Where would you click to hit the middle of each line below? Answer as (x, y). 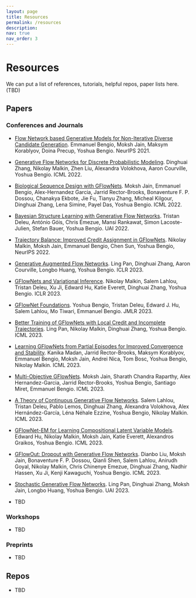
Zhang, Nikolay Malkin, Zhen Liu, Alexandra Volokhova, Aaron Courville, (101, 168)
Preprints (20, 545)
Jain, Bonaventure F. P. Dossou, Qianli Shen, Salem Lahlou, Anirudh (96, 460)
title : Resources (27, 17)
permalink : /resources (34, 22)
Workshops (23, 517)
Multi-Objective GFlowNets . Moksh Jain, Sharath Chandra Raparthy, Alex (102, 376)
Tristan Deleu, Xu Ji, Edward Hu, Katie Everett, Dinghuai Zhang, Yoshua (100, 287)
